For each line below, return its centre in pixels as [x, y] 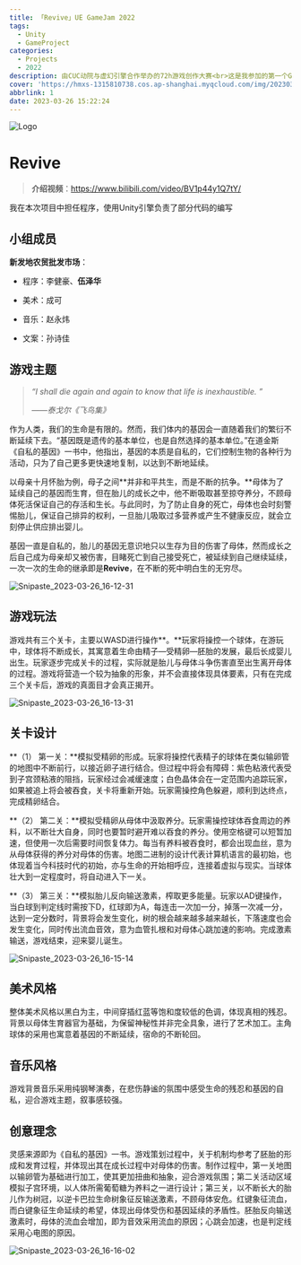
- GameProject [43, 43]
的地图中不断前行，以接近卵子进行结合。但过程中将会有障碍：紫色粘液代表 [146, 767]
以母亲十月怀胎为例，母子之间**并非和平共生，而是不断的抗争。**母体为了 [147, 482]
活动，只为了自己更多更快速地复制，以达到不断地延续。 [111, 462]
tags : [19, 26]
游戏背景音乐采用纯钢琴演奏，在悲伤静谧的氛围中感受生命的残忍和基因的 [142, 1089]
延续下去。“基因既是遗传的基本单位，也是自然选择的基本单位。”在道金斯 [148, 440]
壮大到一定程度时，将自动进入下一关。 [80, 877]
